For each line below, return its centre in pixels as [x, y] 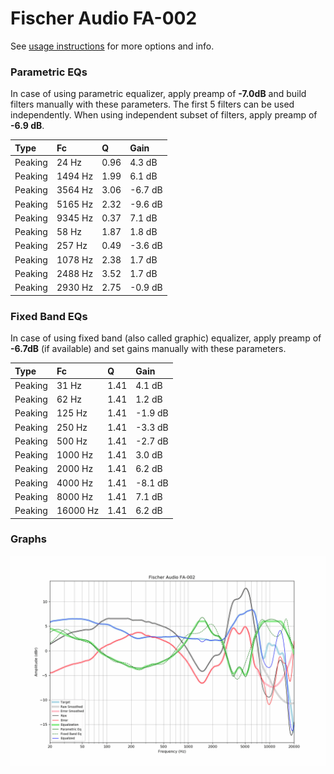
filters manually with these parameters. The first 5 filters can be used [152, 104]
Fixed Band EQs [49, 316]
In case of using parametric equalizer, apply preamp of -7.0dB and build [158, 94]
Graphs [28, 539]
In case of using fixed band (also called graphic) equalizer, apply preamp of [166, 338]
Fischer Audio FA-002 [104, 18]
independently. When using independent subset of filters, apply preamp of [164, 115]
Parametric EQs [49, 72]
